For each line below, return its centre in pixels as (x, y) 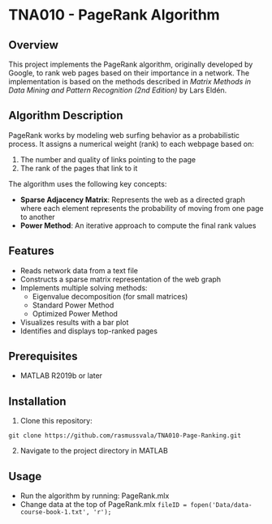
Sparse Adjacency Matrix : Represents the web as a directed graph (133, 200)
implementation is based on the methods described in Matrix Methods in (130, 82)
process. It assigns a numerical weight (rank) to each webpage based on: (131, 144)
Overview (34, 45)
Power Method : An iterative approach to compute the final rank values (138, 225)
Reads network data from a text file (79, 270)
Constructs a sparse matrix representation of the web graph (121, 279)
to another (37, 217)
